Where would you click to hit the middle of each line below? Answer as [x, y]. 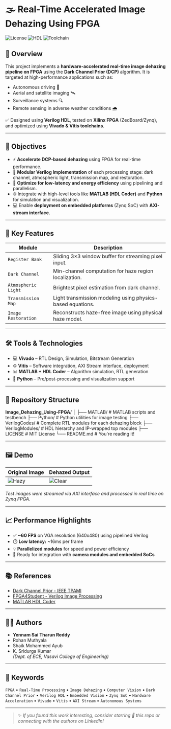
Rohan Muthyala [30, 640]
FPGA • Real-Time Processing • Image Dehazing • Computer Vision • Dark [80, 690]
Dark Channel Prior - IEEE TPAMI [47, 591]
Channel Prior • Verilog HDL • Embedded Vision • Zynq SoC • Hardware [78, 695]
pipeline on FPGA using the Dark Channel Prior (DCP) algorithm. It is [78, 72]
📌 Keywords [25, 677]
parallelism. [25, 188]
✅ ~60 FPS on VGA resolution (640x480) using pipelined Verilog [80, 535]
